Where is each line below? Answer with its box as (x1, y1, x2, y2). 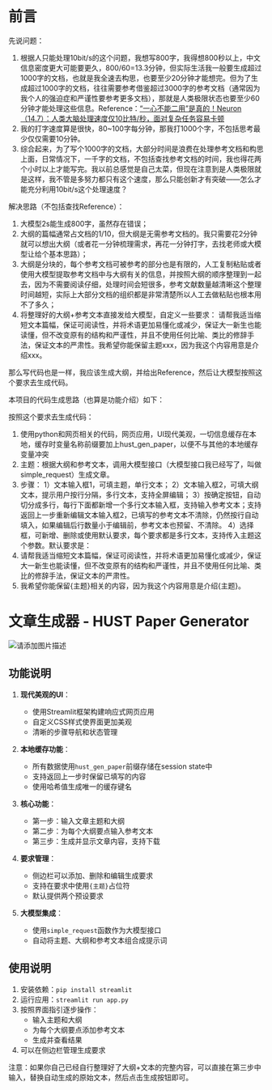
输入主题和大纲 (32, 1015, 83, 1024)
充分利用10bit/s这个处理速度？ (27, 184, 128, 194)
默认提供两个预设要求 (32, 891, 104, 901)
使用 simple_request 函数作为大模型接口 (32, 925, 162, 935)
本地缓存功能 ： (19, 744, 70, 753)
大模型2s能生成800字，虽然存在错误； (19, 218, 149, 228)
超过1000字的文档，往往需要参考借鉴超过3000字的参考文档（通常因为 (27, 83, 261, 93)
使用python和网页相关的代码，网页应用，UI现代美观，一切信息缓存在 (19, 429, 249, 439)
